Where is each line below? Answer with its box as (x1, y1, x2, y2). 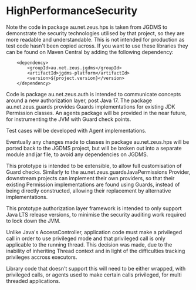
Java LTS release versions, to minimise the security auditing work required (6, 211, 187, 218)
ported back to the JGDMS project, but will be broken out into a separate (6, 144, 182, 151)
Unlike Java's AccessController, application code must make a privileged (6, 228, 183, 235)
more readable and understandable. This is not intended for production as (6, 36, 185, 43)
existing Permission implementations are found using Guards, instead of (6, 181, 180, 188)
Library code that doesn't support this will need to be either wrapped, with (6, 265, 186, 272)
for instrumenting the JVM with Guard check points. (6, 116, 131, 123)
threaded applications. (6, 277, 60, 284)
